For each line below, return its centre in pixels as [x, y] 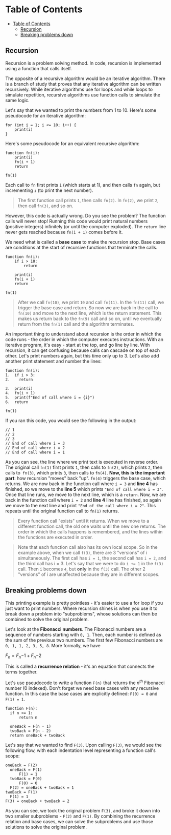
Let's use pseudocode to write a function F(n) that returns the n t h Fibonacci [85, 682]
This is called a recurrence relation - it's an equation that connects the [80, 667]
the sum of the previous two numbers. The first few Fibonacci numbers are [84, 640]
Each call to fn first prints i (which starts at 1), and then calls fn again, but [83, 185]
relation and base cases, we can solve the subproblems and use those [79, 822]
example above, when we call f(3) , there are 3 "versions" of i [82, 552]
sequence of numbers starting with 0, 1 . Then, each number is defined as [83, 634]
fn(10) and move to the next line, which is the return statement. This [90, 313]
